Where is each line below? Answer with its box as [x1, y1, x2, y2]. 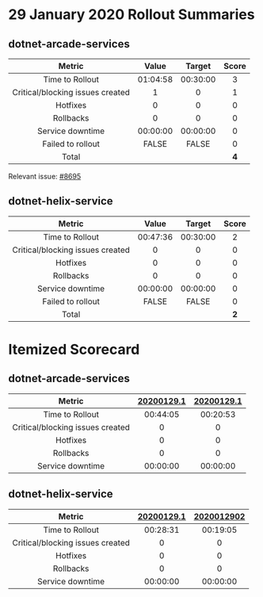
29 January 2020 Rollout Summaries [8, 6, 255, 24]
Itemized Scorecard [8, 341, 140, 358]
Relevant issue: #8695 [8, 172, 82, 181]
